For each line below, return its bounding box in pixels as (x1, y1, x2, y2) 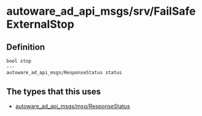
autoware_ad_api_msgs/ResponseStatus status (6, 69, 122, 75)
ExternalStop (6, 17, 75, 31)
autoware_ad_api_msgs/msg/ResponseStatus (15, 102, 130, 110)
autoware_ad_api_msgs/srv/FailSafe (6, 4, 196, 18)
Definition (6, 42, 45, 52)
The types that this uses (6, 87, 101, 97)
